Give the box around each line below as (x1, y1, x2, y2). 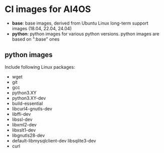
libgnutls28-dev (12, 132, 45, 138)
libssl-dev (12, 116, 33, 122)
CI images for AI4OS (5, 4, 91, 15)
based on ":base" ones (12, 36, 60, 42)
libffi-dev (12, 111, 31, 117)
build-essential (12, 100, 43, 106)
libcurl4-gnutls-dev (12, 105, 53, 111)
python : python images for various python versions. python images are (12, 31, 159, 37)
